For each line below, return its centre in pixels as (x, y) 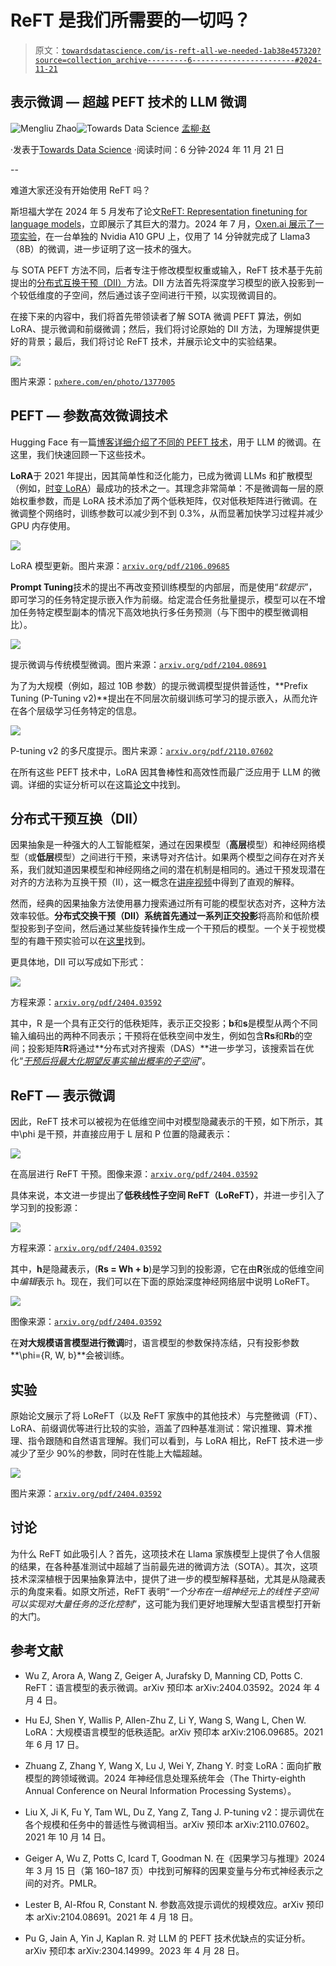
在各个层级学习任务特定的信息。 (76, 710)
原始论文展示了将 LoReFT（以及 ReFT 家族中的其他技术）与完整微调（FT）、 (166, 1415)
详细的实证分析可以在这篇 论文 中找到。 (106, 784)
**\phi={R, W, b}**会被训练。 (70, 1355)
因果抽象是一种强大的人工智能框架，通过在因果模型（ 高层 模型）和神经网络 (163, 845)
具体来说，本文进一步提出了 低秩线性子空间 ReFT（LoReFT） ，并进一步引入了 (167, 1195)
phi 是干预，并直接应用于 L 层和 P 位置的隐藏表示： (127, 1134)
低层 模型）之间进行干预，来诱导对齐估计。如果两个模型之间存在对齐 (176, 857)
